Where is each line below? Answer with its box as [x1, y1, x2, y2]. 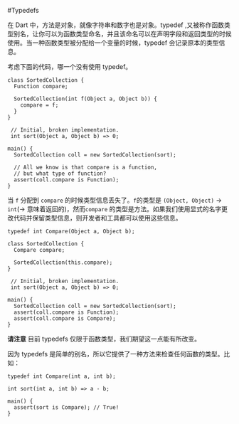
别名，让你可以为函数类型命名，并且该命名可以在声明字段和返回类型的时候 [13, 30, 232, 38]
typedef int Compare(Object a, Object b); [7, 228, 135, 235]
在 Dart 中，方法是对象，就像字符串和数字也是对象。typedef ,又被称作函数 [7, 21, 225, 29]
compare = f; [20, 102, 59, 109]
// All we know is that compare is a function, [14, 164, 158, 171]
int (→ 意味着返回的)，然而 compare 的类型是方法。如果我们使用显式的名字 [7, 205, 222, 213]
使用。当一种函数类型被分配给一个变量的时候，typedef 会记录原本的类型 [7, 38, 219, 47]
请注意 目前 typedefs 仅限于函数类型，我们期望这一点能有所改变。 [7, 334, 201, 343]
